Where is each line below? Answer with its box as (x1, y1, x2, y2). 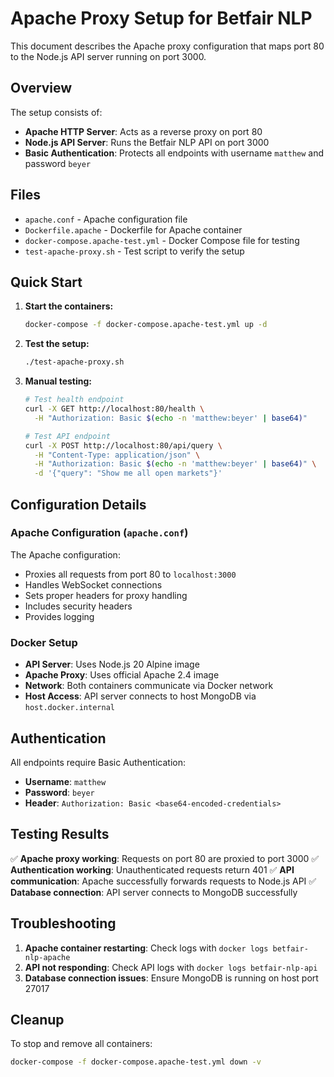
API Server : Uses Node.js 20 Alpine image (24, 658, 200, 671)
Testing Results (10, 826, 110, 843)
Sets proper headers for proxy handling (24, 589, 188, 601)
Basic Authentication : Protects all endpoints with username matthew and (24, 147, 325, 159)
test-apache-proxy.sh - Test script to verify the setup (24, 245, 245, 257)
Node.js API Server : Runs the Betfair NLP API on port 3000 (24, 136, 270, 148)
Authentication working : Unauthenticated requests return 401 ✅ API (10, 863, 295, 876)
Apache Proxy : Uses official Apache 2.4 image (24, 669, 220, 681)
